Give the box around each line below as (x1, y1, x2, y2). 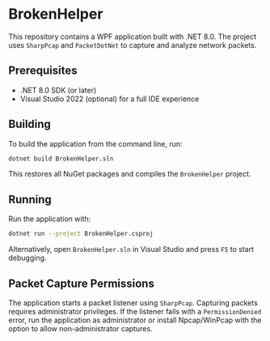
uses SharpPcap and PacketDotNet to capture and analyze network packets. (8, 40, 257, 49)
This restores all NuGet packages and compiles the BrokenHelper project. (8, 169, 251, 179)
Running (8, 192, 53, 207)
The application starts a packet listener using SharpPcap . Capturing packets (8, 297, 259, 308)
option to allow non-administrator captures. (8, 323, 153, 333)
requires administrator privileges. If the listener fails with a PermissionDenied (8, 306, 262, 316)
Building (8, 117, 51, 131)
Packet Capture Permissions (8, 276, 155, 290)
